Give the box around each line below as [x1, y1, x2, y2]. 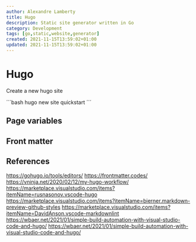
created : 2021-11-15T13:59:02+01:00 [6, 36, 97, 42]
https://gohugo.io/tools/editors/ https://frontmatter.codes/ [6, 172, 148, 179]
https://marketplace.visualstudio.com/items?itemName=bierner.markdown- [6, 197, 191, 205]
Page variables [6, 116, 62, 126]
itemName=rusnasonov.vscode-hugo [6, 191, 98, 198]
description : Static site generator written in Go [6, 20, 134, 26]
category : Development [6, 25, 62, 32]
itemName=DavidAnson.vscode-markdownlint [6, 210, 119, 217]
